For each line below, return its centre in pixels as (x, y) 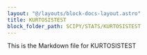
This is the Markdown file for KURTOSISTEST (72, 46)
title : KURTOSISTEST (37, 20)
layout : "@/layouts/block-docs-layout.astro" (74, 13)
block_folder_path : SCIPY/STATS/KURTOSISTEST (74, 26)
